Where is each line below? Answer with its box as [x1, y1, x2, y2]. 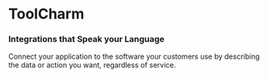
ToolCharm [8, 5, 85, 23]
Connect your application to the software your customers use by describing [8, 51, 260, 61]
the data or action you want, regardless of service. [8, 60, 176, 70]
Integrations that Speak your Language [8, 34, 165, 45]
